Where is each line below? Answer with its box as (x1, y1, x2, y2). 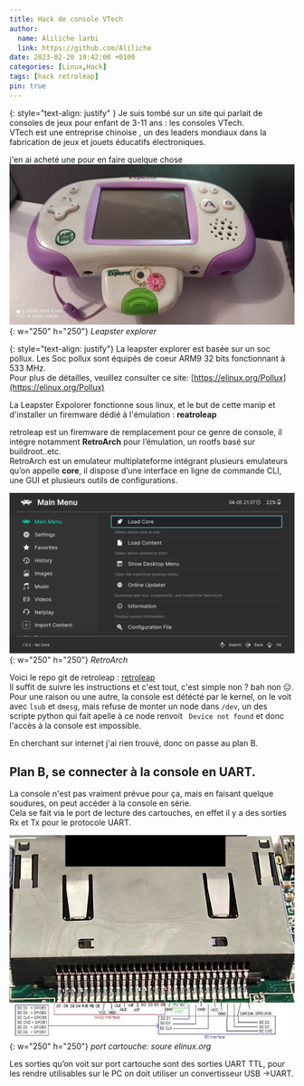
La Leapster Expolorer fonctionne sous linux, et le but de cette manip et (9, 399, 276, 410)
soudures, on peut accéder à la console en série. (9, 798, 192, 809)
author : (9, 24, 39, 34)
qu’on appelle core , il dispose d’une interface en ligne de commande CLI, (9, 465, 282, 476)
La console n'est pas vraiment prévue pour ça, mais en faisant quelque (9, 789, 274, 800)
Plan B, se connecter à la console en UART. (9, 764, 256, 780)
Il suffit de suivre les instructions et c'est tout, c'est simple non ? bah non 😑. (9, 682, 294, 693)
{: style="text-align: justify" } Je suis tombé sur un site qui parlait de (9, 107, 263, 118)
